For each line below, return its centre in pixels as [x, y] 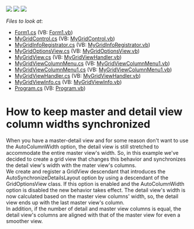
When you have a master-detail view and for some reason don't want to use [97, 140]
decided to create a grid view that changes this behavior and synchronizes [96, 159]
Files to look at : [25, 21]
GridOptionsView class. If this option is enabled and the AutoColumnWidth [95, 183]
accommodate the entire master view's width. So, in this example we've [92, 152]
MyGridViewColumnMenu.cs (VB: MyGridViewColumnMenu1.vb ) [92, 63]
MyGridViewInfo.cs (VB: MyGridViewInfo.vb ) [68, 82]
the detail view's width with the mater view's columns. [71, 165]
